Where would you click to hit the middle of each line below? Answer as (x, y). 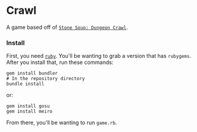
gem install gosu (28, 106)
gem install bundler (32, 74)
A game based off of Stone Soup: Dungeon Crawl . (67, 27)
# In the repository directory (46, 79)
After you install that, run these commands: (60, 62)
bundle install (25, 84)
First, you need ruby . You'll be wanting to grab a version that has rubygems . (99, 56)
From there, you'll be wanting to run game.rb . (62, 123)
